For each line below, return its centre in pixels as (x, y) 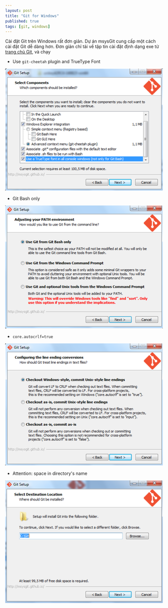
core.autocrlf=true (33, 337)
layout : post (19, 11)
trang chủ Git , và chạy (28, 52)
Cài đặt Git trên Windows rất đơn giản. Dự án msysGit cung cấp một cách (80, 41)
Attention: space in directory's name (50, 473)
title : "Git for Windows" (32, 16)
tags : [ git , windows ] (28, 27)
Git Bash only (26, 199)
